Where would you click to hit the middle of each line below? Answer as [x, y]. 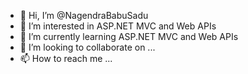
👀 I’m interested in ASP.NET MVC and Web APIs [118, 26]
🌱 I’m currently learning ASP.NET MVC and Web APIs [129, 36]
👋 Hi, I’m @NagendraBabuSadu [84, 15]
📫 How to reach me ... [66, 58]
